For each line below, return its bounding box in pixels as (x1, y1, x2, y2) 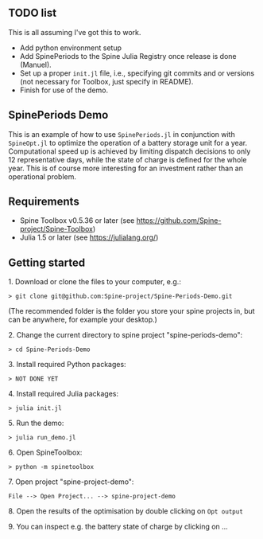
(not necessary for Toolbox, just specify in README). (19, 76, 194, 86)
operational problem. (8, 171, 77, 182)
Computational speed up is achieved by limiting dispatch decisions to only (8, 146, 251, 156)
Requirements (8, 195, 79, 209)
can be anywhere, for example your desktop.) (8, 314, 157, 325)
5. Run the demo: (8, 418, 64, 428)
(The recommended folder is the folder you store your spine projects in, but (8, 307, 256, 316)
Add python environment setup (19, 43, 122, 53)
